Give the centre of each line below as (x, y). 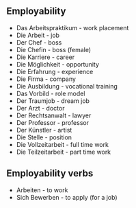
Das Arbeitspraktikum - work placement (72, 27)
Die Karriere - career (45, 57)
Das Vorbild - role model (51, 93)
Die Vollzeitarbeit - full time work (62, 144)
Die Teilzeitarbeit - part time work (64, 152)
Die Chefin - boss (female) (54, 49)
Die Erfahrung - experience (55, 71)
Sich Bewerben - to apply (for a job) (67, 197)
